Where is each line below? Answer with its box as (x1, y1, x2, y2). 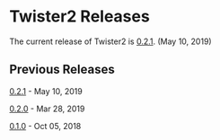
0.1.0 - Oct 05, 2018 (9, 120, 82, 131)
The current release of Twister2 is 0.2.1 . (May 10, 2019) (9, 36, 213, 47)
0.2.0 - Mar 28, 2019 (9, 103, 85, 114)
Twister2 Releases (9, 6, 150, 27)
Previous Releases (9, 62, 115, 77)
